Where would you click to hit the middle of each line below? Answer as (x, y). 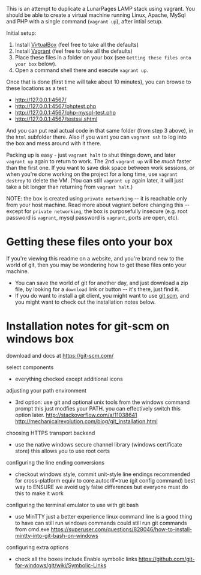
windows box (40, 339)
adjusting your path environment (46, 390)
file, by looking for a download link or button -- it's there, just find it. (97, 289)
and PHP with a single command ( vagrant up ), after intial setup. (85, 21)
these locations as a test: (37, 88)
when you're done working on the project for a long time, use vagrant (92, 174)
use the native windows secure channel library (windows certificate (98, 444)
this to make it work (39, 493)
